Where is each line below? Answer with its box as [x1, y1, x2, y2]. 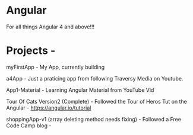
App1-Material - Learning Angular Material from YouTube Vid [6, 86, 154, 94]
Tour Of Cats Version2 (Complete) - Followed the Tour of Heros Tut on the [6, 98, 187, 105]
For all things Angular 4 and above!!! [6, 23, 95, 30]
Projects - [6, 44, 56, 57]
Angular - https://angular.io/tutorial [6, 104, 91, 111]
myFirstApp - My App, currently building [6, 63, 105, 70]
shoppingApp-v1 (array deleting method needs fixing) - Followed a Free [6, 115, 181, 123]
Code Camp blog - [6, 122, 52, 129]
